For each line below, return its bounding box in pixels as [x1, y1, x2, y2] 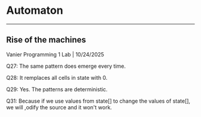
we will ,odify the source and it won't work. [6, 103, 112, 111]
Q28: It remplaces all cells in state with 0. [6, 74, 108, 81]
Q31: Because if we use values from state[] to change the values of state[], [6, 97, 190, 104]
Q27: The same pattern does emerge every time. [6, 62, 126, 70]
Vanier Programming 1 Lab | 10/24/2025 [6, 50, 105, 58]
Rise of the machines [6, 35, 87, 45]
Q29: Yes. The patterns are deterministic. [6, 85, 108, 93]
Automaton [6, 4, 63, 17]
